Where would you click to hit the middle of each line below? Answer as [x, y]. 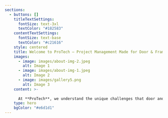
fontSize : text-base [39, 38]
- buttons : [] [24, 15]
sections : [15, 10]
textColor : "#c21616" [41, 43]
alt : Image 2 [36, 75]
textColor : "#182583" [41, 29]
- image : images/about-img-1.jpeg [54, 71]
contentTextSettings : [36, 33]
